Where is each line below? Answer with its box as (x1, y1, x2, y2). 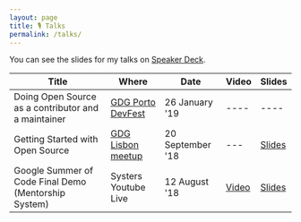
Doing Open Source (13, 90, 97, 103)
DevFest (110, 107, 146, 120)
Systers (110, 170, 143, 183)
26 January (164, 96, 213, 108)
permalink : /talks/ (9, 30, 82, 38)
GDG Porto (110, 96, 157, 108)
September (164, 139, 212, 151)
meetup (110, 149, 143, 162)
